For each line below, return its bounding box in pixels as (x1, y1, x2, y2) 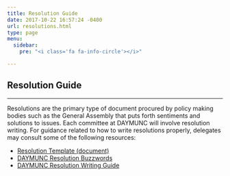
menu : (7, 36, 23, 42)
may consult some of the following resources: (7, 133, 136, 141)
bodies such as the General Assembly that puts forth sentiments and (7, 111, 201, 120)
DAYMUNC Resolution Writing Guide (16, 161, 120, 169)
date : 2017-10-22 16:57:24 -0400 (7, 16, 103, 23)
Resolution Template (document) (16, 147, 110, 155)
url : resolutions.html (7, 23, 72, 29)
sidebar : (13, 42, 38, 49)
